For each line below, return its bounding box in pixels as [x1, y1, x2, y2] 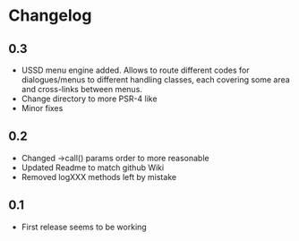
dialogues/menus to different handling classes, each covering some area [21, 74, 290, 85]
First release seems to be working [21, 221, 147, 232]
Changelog [8, 5, 92, 26]
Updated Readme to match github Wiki [21, 162, 165, 173]
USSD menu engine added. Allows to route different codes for [21, 65, 250, 75]
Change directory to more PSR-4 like [21, 93, 158, 104]
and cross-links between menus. [21, 84, 142, 94]
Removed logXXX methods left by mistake [21, 171, 176, 182]
